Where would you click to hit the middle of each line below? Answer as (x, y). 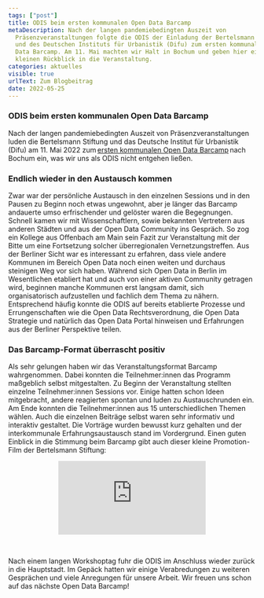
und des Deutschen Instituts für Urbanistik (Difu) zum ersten (121, 45)
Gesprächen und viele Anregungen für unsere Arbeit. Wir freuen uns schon (130, 578)
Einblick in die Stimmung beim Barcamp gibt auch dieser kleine (110, 442)
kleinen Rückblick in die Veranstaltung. (84, 60)
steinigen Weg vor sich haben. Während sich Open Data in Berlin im (117, 270)
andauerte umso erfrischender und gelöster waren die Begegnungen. (121, 212)
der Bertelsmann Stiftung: (65, 450)
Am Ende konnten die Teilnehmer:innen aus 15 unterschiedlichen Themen (127, 409)
